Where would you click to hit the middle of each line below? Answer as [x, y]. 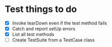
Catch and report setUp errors [44, 29]
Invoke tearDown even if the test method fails [60, 23]
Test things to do [41, 9]
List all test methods [33, 34]
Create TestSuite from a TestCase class [53, 40]
